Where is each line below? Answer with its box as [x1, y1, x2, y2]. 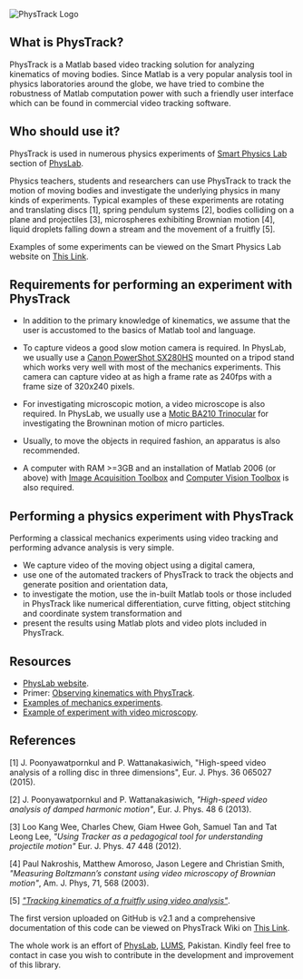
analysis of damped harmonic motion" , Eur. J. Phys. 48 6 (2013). [9, 804, 252, 815]
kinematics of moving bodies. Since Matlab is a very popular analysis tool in [9, 68, 293, 79]
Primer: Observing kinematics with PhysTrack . [22, 687, 195, 698]
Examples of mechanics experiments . [22, 697, 163, 708]
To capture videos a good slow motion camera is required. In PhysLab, [22, 342, 287, 353]
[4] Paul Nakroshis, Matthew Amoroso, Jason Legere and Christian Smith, [9, 858, 286, 869]
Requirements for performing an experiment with [9, 277, 293, 292]
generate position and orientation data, [22, 579, 169, 590]
